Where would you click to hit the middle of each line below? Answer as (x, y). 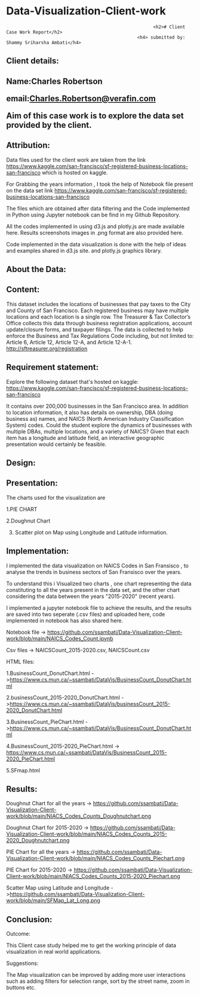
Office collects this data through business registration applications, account (99, 323)
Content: (23, 290)
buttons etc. (21, 988)
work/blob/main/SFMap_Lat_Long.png (53, 900)
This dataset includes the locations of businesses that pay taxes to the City (99, 304)
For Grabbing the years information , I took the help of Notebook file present (100, 184)
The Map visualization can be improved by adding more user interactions (96, 975)
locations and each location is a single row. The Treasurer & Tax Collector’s (99, 317)
